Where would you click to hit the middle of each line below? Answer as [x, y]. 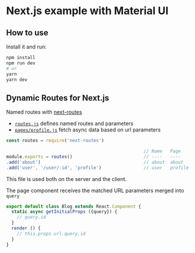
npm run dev [21, 63]
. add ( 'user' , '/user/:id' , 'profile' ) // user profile [97, 167]
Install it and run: [27, 47]
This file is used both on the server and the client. [66, 179]
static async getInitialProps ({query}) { [64, 212]
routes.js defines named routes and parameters [74, 124]
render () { [26, 228]
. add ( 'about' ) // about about [95, 162]
